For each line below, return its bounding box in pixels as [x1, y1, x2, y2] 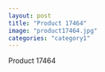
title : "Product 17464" [8, 19, 87, 27]
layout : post [8, 11, 52, 20]
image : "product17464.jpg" [8, 26, 98, 34]
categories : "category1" [8, 34, 91, 42]
